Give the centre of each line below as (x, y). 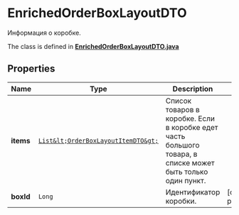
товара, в (181, 154)
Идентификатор (193, 192)
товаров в (183, 109)
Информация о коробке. (44, 33)
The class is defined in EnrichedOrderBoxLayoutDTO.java (93, 46)
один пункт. (186, 180)
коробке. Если (190, 118)
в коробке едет (192, 127)
